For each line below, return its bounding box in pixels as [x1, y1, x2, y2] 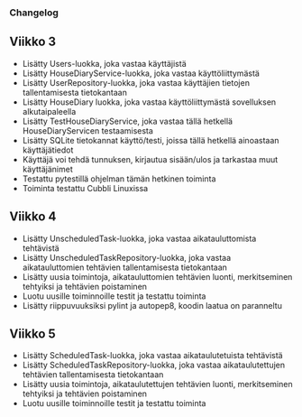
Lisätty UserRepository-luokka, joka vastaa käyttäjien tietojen [22, 77, 251, 88]
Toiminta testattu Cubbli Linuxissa [22, 182, 149, 193]
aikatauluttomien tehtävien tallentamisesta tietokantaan [22, 262, 228, 273]
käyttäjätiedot [22, 144, 74, 155]
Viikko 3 [9, 34, 57, 50]
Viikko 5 [9, 326, 56, 341]
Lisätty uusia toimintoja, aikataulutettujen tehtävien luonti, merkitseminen [22, 379, 293, 390]
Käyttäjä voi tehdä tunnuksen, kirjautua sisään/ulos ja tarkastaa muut [22, 153, 279, 164]
